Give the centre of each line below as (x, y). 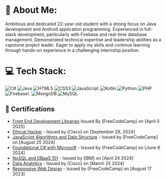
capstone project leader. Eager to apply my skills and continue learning (78, 45)
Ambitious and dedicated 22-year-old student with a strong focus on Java (81, 24)
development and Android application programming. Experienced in (74, 29)
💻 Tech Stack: (36, 71)
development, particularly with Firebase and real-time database (82, 34)
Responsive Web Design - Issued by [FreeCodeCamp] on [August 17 (82, 169)
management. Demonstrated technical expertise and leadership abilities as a (83, 40)
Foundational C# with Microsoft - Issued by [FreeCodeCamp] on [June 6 (86, 147)
